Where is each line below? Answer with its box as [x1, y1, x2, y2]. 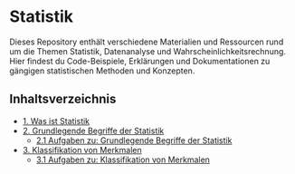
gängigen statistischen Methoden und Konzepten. [9, 65, 195, 76]
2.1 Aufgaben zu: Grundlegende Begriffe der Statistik [35, 134, 233, 146]
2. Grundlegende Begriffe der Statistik [22, 125, 165, 136]
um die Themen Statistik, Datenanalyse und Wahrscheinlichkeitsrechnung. [9, 45, 287, 56]
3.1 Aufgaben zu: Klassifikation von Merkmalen [35, 154, 211, 165]
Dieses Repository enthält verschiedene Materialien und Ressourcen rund [9, 36, 284, 47]
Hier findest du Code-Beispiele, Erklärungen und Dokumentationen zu [9, 55, 271, 66]
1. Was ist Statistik [22, 115, 90, 126]
